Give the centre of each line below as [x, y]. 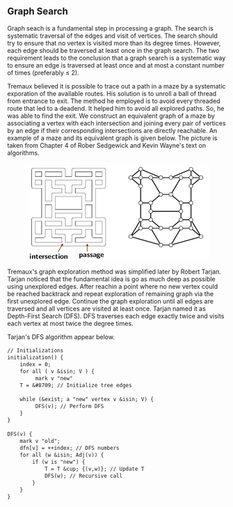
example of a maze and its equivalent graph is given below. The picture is [112, 138]
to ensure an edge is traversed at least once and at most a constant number [116, 65]
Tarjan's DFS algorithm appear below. [61, 336]
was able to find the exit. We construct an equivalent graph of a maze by [111, 116]
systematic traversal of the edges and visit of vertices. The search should [112, 36]
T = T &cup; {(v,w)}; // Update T [94, 469]
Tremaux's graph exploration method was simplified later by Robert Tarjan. [114, 272]
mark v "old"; [40, 441]
